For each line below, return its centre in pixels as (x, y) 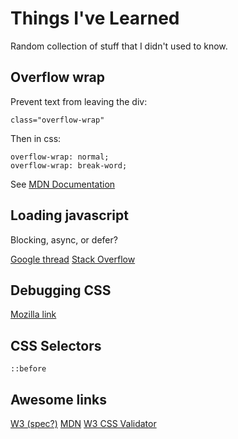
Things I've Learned (95, 18)
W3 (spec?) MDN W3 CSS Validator (83, 423)
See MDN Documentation (63, 184)
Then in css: (36, 138)
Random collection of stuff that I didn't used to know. (119, 46)
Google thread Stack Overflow (73, 259)
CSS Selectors (56, 345)
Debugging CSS (61, 290)
